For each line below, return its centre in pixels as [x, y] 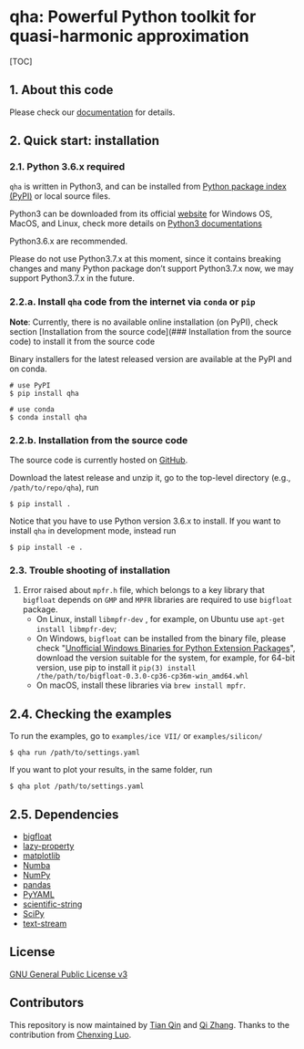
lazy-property [48, 846]
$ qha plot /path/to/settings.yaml [77, 786]
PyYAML [38, 894]
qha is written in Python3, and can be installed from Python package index [148, 187]
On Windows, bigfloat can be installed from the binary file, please [161, 639]
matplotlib [41, 856]
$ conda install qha [49, 417]
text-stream [45, 923]
